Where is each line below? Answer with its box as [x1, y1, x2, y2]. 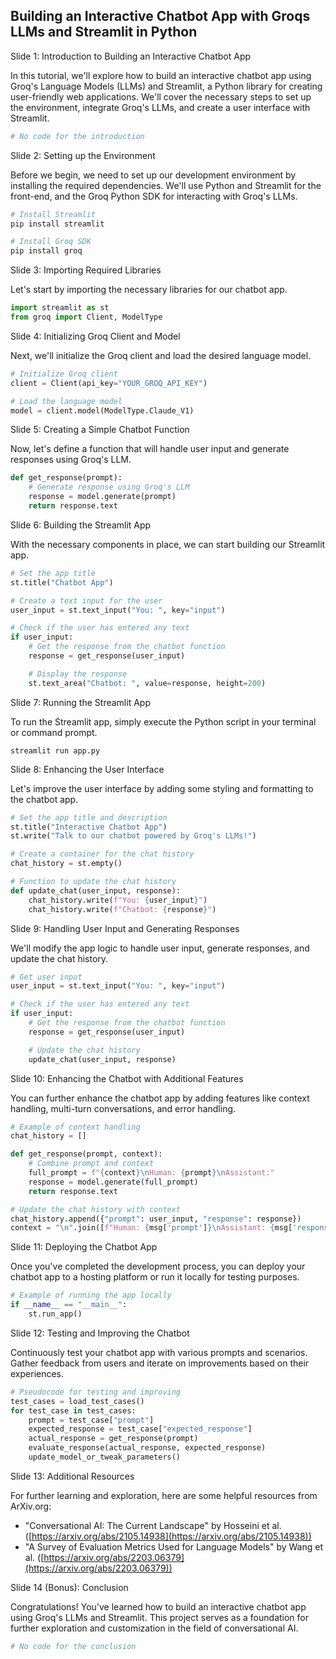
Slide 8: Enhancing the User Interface [10, 763, 165, 775]
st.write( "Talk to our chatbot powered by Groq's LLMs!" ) [10, 831, 257, 841]
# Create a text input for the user [10, 595, 163, 606]
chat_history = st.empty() [10, 859, 123, 869]
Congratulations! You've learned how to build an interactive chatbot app [10, 1600, 307, 1613]
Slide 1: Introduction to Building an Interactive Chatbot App [10, 50, 252, 62]
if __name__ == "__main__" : [10, 1300, 128, 1310]
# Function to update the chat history [10, 877, 177, 887]
